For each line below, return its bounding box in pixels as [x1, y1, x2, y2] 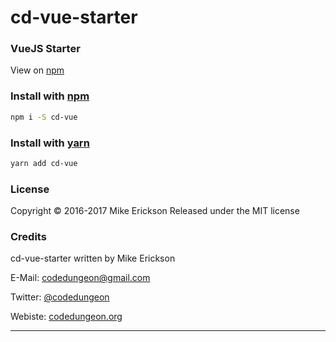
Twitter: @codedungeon [10, 291, 110, 303]
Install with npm [10, 89, 90, 103]
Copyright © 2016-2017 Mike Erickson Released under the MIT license [10, 205, 300, 217]
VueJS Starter [10, 42, 81, 56]
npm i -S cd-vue [10, 112, 78, 122]
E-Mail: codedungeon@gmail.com [10, 272, 151, 284]
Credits [10, 230, 47, 244]
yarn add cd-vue [10, 158, 78, 168]
